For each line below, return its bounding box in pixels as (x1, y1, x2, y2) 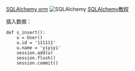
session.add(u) (16, 50, 54, 56)
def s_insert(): (6, 30, 45, 35)
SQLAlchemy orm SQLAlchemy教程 (6, 6, 129, 12)
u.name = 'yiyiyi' (16, 45, 61, 51)
